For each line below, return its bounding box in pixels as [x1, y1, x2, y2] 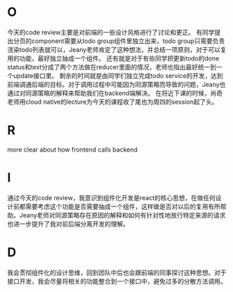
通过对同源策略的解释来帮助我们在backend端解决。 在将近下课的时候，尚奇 [7, 88, 223, 97]
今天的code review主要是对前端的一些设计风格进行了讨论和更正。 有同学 [7, 28, 215, 36]
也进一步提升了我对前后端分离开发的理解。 [7, 220, 129, 228]
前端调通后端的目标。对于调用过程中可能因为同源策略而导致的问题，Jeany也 [7, 80, 226, 88]
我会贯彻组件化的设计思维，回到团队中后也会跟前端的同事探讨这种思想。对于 [7, 268, 227, 277]
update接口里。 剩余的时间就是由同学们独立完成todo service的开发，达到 [13, 71, 224, 80]
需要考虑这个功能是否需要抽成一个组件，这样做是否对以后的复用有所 [25, 202, 220, 211]
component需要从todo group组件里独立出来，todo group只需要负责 [31, 36, 225, 45]
